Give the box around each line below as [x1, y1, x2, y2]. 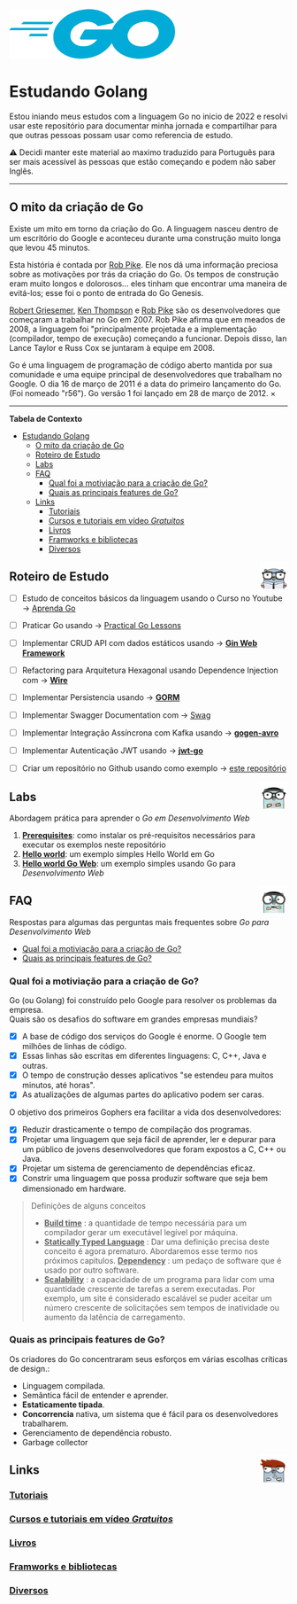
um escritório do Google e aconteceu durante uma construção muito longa [9, 232, 281, 243]
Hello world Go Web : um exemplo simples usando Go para [21, 858, 236, 868]
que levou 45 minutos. [9, 242, 91, 253]
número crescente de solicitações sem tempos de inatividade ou [43, 1302, 280, 1312]
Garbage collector [21, 1437, 88, 1447]
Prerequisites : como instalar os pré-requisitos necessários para [21, 829, 256, 840]
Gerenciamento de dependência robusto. [21, 1427, 172, 1438]
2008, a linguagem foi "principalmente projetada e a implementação [9, 323, 258, 334]
